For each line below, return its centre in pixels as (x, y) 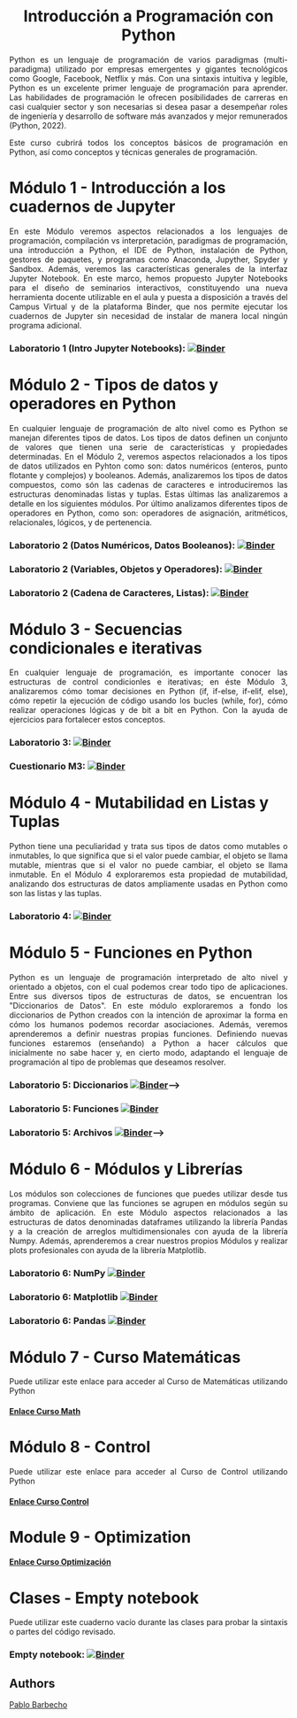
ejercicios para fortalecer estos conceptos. (88, 720)
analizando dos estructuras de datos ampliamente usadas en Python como (148, 884)
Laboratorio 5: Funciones (64, 1109)
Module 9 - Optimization (100, 1537)
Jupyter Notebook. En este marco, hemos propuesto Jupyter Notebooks (148, 278)
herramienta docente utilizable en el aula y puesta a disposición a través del (148, 297)
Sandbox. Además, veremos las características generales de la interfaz (148, 268)
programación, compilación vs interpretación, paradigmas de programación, (148, 240)
